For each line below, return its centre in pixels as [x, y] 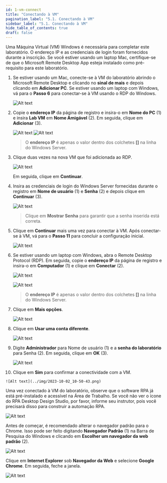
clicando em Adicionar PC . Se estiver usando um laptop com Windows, [86, 88]
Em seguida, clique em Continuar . [48, 176]
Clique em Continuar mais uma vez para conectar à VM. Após [76, 231]
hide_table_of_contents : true [37, 28]
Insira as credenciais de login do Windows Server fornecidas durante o [85, 186]
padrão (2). [17, 441]
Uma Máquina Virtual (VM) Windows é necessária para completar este [78, 47]
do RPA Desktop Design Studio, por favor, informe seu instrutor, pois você [81, 401]
